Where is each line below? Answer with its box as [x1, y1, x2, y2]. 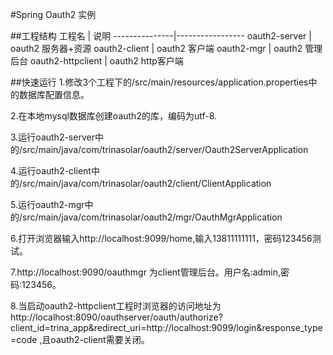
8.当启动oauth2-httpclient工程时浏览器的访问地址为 [10, 300, 222, 312]
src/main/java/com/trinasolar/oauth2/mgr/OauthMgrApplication [22, 211, 283, 223]
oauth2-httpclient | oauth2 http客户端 [29, 55, 184, 67]
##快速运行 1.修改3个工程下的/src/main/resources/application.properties [10, 76, 309, 88]
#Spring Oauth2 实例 [10, 9, 97, 20]
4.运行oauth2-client [10, 165, 92, 177]
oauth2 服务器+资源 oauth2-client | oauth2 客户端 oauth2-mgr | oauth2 [10, 43, 303, 54]
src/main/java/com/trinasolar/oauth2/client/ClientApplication [22, 178, 272, 189]
